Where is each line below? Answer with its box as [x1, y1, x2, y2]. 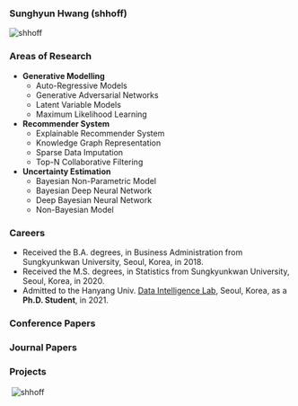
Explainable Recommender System [35, 128, 165, 138]
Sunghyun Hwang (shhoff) [9, 7, 127, 20]
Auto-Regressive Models [35, 80, 127, 91]
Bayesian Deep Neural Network [35, 185, 153, 196]
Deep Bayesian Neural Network [35, 194, 153, 205]
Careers [9, 226, 46, 239]
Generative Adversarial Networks [35, 89, 159, 101]
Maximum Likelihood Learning [35, 109, 148, 119]
